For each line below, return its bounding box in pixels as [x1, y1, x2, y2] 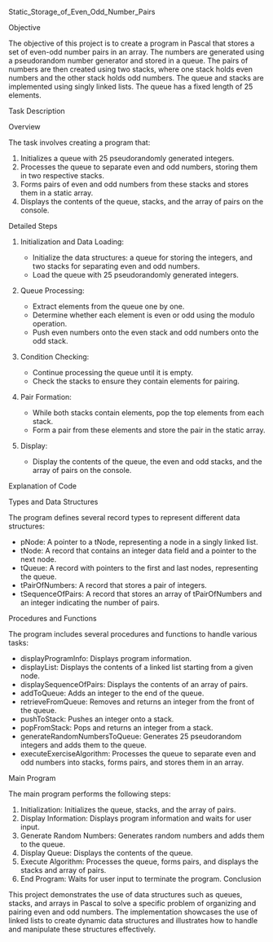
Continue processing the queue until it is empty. [32, 368, 194, 377]
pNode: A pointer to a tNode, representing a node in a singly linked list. [20, 537, 258, 546]
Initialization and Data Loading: [20, 237, 125, 247]
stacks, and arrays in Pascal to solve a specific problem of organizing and [8, 899, 257, 908]
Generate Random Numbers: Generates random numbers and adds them [20, 830, 265, 840]
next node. [20, 554, 57, 564]
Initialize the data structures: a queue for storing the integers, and [32, 252, 253, 262]
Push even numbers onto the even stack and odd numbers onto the [32, 327, 259, 337]
